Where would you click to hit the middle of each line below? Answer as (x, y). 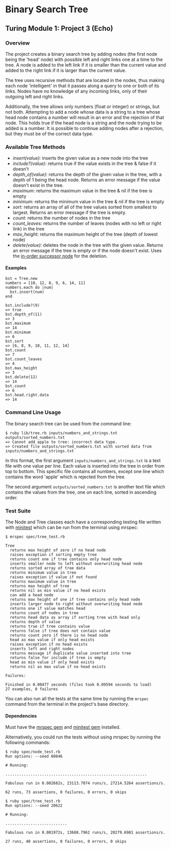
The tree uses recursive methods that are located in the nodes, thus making (85, 80)
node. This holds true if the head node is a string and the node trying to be (83, 123)
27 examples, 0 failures (32, 689)
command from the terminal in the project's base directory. (67, 704)
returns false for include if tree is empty (58, 657)
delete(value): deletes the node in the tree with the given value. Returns (88, 245)
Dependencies (21, 716)
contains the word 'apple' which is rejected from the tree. (66, 477)
